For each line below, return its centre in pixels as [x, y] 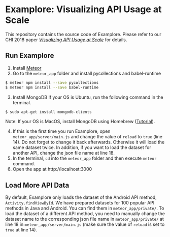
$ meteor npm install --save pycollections [52, 82]
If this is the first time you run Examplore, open [61, 131]
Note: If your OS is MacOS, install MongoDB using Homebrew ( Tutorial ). [80, 122]
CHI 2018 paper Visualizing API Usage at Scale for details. [66, 40]
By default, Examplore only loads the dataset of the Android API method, [81, 197]
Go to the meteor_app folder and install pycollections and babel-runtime [87, 73]
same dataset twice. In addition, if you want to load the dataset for [82, 147]
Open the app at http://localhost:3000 [52, 169]
